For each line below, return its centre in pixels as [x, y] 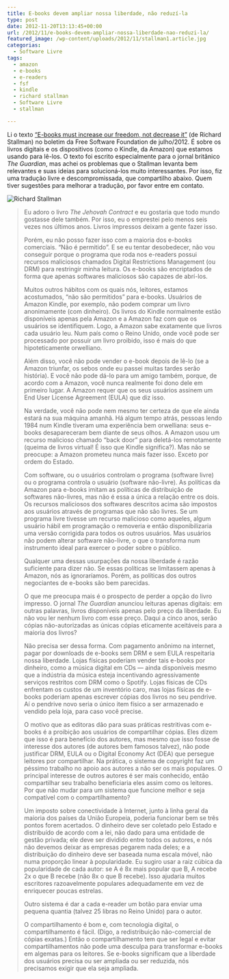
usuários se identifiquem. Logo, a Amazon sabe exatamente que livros [123, 325]
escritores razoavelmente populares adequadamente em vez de [113, 883]
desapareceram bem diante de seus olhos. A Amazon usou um [132, 432]
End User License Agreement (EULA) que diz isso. [94, 397]
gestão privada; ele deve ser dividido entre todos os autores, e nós [118, 839]
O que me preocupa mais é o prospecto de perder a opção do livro [118, 596]
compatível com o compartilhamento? [77, 797]
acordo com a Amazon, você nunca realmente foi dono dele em [113, 383]
